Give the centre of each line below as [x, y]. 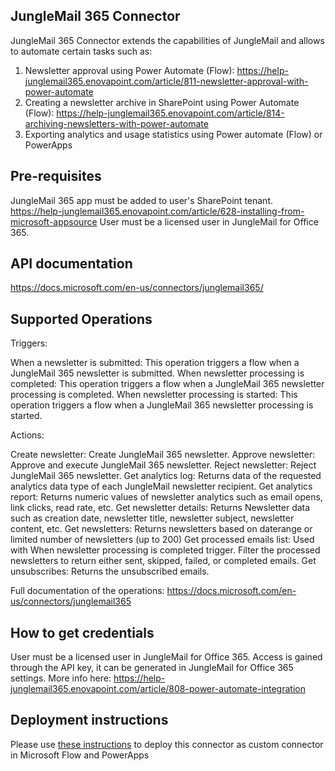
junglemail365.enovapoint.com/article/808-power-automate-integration [158, 689]
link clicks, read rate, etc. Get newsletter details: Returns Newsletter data [160, 508]
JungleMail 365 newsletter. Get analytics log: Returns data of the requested [166, 476]
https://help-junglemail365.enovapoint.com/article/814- [170, 113]
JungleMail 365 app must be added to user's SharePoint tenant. [142, 200]
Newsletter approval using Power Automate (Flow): [129, 70]
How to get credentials [82, 632]
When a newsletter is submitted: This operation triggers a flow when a [155, 363]
